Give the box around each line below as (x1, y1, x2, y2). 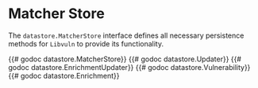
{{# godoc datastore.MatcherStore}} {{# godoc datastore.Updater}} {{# (8, 54, 242, 64)
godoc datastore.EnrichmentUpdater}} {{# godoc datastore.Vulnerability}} (8, 62, 251, 71)
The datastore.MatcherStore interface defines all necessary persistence (8, 31, 245, 40)
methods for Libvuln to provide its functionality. (8, 38, 164, 48)
